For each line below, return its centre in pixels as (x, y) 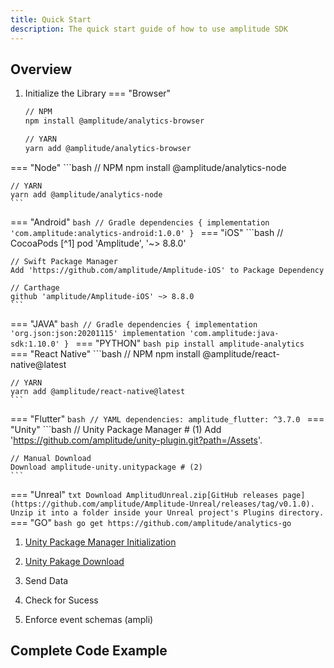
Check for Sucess (61, 600)
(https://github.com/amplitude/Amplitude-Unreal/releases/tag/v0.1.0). (162, 504)
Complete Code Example (89, 651)
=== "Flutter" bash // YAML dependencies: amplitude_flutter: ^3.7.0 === (167, 418)
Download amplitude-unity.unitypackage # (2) (106, 467)
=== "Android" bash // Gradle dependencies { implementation (140, 222)
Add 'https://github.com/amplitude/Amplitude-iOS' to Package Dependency (167, 270)
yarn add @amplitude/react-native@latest (98, 391)
